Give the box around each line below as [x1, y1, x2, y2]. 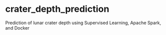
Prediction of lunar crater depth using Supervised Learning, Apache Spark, [5, 20, 161, 26]
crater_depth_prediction [5, 3, 110, 15]
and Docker [5, 25, 29, 31]
